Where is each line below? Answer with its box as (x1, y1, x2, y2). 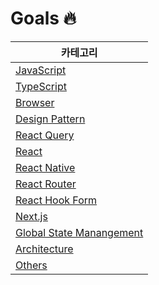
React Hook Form (15, 193, 98, 207)
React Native (15, 160, 76, 174)
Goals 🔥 (10, 7, 77, 30)
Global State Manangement (15, 225, 144, 239)
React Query (15, 128, 75, 142)
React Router (15, 177, 77, 191)
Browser (15, 95, 55, 109)
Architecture (15, 242, 74, 256)
